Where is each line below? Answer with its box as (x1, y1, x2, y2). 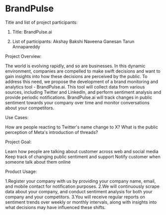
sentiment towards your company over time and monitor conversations (5, 99, 150, 105)
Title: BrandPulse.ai (12, 29, 52, 35)
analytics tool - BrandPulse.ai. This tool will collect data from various (5, 84, 145, 89)
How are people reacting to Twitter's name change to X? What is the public (5, 124, 159, 130)
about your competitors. (5, 105, 55, 111)
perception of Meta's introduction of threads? (5, 129, 98, 135)
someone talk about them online (5, 159, 71, 165)
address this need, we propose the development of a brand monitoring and (5, 79, 159, 85)
